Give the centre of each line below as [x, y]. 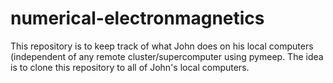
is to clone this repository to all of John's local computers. [130, 67]
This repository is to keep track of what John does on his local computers [162, 46]
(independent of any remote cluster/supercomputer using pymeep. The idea [167, 56]
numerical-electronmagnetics [137, 18]
